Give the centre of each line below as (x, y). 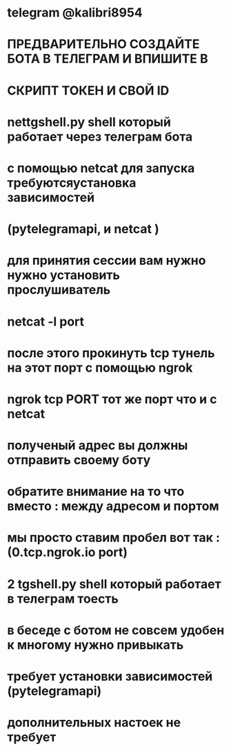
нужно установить (64, 276)
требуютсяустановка (72, 182)
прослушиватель (59, 290)
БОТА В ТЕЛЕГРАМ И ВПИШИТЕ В (108, 59)
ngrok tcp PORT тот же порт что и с (112, 399)
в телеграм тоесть (63, 599)
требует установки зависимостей (110, 677)
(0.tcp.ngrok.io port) (68, 552)
